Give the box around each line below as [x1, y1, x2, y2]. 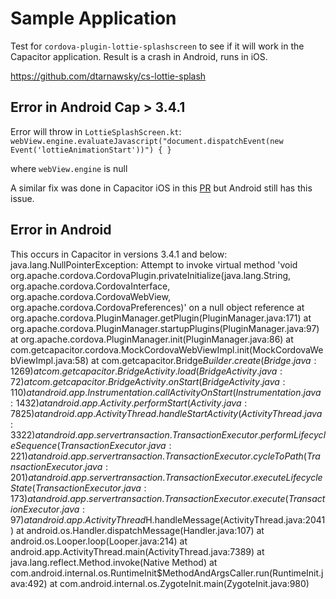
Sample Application [10, 7, 177, 30]
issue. [10, 192, 35, 204]
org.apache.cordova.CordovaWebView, [10, 290, 171, 302]
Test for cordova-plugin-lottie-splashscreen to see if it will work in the [10, 40, 305, 52]
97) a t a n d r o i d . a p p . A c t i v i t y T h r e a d [10, 513, 147, 526]
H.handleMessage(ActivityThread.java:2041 [145, 513, 326, 526]
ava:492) [10, 577, 48, 589]
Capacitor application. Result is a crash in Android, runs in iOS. [10, 50, 268, 62]
